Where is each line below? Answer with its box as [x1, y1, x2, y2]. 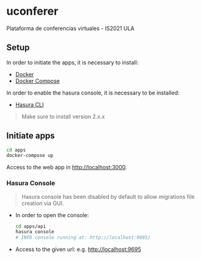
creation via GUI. [21, 199, 65, 207]
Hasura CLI [15, 101, 44, 108]
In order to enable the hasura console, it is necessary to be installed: [6, 89, 179, 96]
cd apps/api [15, 223, 46, 230]
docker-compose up [6, 152, 53, 159]
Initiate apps [6, 131, 55, 141]
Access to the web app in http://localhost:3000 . [6, 164, 127, 171]
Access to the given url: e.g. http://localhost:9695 [15, 245, 141, 253]
